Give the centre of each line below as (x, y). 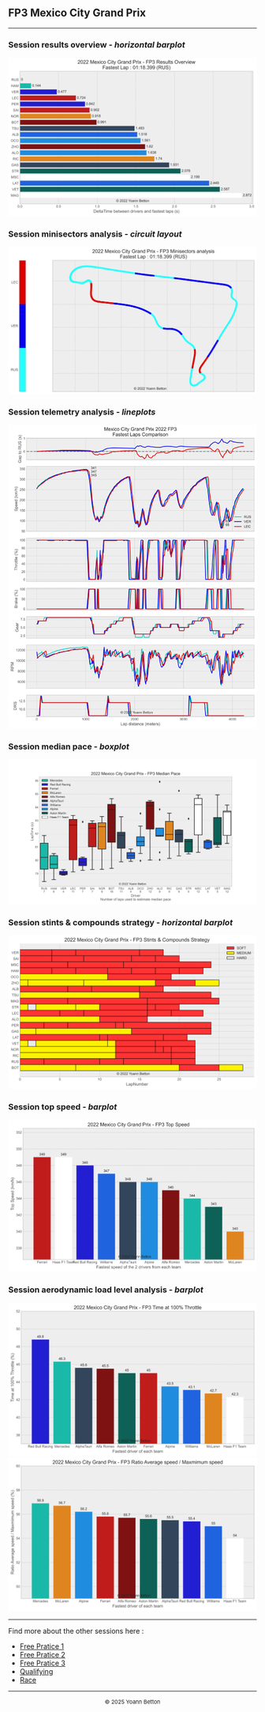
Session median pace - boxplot (69, 746)
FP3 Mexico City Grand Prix (77, 13)
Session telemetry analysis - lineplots (82, 412)
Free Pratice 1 (42, 1646)
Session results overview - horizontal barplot (97, 44)
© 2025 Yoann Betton (132, 1702)
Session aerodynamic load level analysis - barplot (106, 1290)
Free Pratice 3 (42, 1663)
